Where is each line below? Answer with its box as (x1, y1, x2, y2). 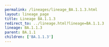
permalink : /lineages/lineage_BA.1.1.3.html (4, 7, 98, 12)
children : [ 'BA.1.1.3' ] (4, 35, 54, 40)
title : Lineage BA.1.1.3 (4, 16, 56, 21)
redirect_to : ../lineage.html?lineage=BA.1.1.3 (4, 21, 105, 26)
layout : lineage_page (4, 12, 49, 17)
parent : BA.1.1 (4, 30, 36, 35)
